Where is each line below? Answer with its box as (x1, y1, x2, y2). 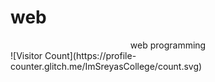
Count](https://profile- (44, 49, 137, 61)
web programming (129, 39, 207, 51)
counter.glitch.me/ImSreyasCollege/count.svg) (10, 60, 203, 72)
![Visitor (10, 49, 43, 61)
